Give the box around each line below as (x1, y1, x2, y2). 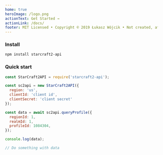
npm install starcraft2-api (5, 52, 62, 57)
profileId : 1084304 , (9, 124, 51, 128)
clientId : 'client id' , (9, 93, 57, 97)
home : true (5, 7, 27, 12)
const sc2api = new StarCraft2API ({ (5, 83, 79, 88)
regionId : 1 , (9, 114, 36, 119)
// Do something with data (5, 146, 60, 151)
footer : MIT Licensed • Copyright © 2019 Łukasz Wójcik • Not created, (5, 25, 153, 30)
